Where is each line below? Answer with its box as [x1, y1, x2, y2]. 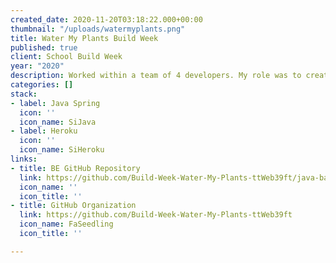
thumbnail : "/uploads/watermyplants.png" [10, 24, 186, 34]
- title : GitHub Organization [10, 201, 137, 211]
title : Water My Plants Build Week [10, 33, 159, 43]
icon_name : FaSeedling [19, 219, 114, 230]
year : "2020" [10, 61, 65, 71]
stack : [10, 89, 38, 99]
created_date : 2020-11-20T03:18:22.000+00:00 [10, 14, 203, 25]
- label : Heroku [10, 126, 78, 136]
